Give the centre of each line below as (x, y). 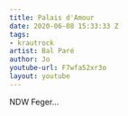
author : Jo (30, 59)
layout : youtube (40, 76)
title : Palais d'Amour (52, 18)
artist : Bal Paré (42, 51)
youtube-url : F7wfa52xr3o (58, 68)
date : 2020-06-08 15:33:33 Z (64, 26)
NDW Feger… (34, 102)
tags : (19, 34)
